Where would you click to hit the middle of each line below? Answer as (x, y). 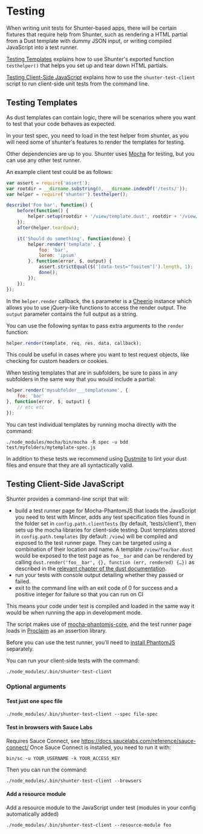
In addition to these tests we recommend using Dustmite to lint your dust (97, 458)
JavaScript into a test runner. (42, 47)
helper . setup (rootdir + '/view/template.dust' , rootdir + (102, 216)
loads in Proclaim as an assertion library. (56, 630)
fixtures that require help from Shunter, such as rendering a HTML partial (97, 34)
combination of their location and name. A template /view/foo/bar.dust (104, 549)
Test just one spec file (34, 701)
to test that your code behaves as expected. (61, 124)
